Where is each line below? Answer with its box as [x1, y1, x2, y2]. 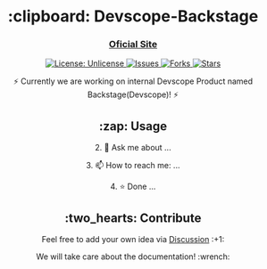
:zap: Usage [98, 118, 168, 134]
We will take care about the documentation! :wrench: [36, 251, 230, 262]
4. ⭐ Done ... [110, 181, 156, 192]
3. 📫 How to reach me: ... [86, 160, 180, 171]
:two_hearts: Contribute [64, 210, 202, 225]
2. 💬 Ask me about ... [94, 143, 172, 153]
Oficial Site [108, 38, 158, 51]
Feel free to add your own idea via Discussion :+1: [41, 234, 225, 245]
